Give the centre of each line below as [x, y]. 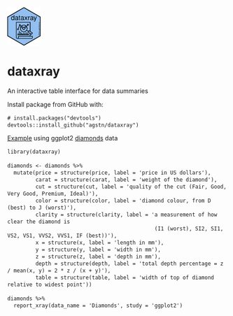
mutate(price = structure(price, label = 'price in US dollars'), [112, 173]
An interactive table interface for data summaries [78, 91]
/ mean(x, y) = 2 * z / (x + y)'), [59, 271]
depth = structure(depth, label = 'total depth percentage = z [129, 264]
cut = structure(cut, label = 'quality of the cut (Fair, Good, [131, 187]
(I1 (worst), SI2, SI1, [189, 229]
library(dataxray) [34, 152]
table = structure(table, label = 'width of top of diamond [125, 278]
